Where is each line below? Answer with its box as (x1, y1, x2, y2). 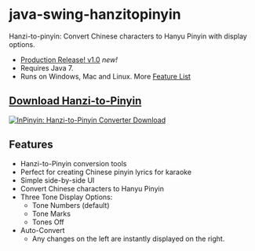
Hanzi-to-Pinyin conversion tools (20, 158, 127, 168)
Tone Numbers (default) (31, 200, 110, 209)
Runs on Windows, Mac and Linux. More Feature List (20, 71, 191, 81)
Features (9, 138, 53, 151)
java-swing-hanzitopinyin (9, 5, 181, 24)
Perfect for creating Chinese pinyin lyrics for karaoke (20, 167, 191, 176)
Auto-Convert (20, 225, 65, 235)
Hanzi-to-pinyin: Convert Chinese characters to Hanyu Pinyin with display (9, 31, 248, 41)
